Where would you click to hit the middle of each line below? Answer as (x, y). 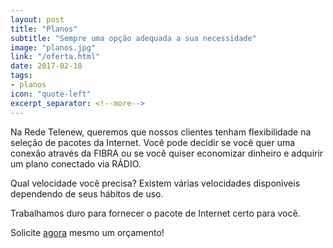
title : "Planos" (44, 29)
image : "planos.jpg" (53, 47)
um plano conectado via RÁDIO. (76, 163)
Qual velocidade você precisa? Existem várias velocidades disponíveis (155, 183)
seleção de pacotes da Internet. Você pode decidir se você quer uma (153, 142)
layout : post (37, 19)
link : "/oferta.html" (55, 57)
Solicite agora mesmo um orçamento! (87, 232)
